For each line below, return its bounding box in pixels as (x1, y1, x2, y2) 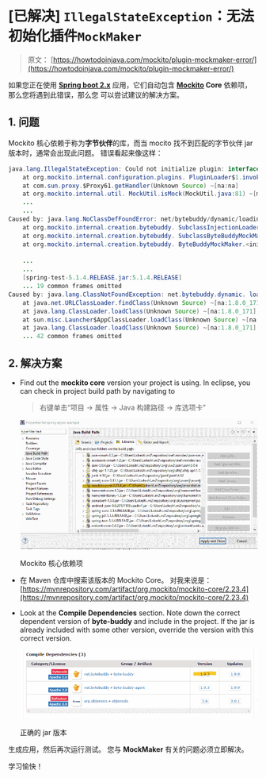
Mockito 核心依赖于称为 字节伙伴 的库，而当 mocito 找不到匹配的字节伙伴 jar (8, 138, 253, 148)
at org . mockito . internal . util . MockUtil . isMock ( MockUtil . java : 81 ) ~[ (22, 190, 257, 198)
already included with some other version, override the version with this (19, 625, 254, 635)
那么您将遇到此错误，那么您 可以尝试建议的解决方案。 (8, 90, 184, 99)
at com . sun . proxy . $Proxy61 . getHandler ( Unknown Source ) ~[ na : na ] (22, 182, 239, 190)
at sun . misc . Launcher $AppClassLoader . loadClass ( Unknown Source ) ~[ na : (22, 315, 260, 324)
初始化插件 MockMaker (8, 27, 142, 45)
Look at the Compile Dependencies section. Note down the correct (19, 608, 241, 618)
